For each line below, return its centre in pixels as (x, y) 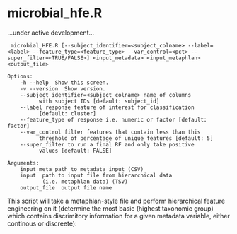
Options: (20, 76)
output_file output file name (66, 188)
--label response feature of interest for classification (107, 107)
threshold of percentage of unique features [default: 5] (126, 138)
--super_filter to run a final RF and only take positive (107, 144)
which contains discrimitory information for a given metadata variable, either (118, 216)
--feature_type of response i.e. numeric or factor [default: (114, 119)
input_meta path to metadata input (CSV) (82, 169)
